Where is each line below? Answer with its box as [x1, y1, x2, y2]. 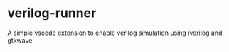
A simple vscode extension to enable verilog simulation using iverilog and [7, 28, 223, 37]
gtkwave [7, 36, 33, 44]
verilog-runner [7, 5, 97, 21]
